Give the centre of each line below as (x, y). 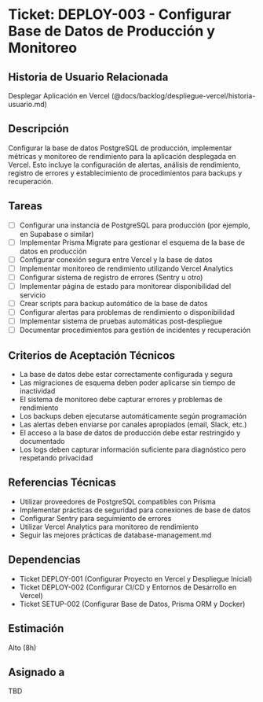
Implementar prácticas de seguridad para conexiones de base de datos (135, 510)
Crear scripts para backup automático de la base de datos (113, 303)
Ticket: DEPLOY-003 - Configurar (120, 15)
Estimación (36, 628)
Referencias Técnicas (62, 483)
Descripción (38, 129)
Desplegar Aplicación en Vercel (59, 96)
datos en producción (53, 251)
